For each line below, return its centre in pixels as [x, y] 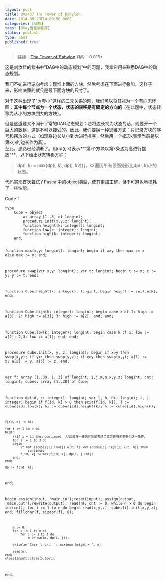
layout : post [19, 10]
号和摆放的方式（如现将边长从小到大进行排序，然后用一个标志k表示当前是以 [82, 136]
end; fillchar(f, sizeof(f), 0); [40, 512]
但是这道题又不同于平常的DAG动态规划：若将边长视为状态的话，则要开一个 [81, 123]
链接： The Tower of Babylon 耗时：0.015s [60, 57]
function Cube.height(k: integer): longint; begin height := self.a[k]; [82, 291]
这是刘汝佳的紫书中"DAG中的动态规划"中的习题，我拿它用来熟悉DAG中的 [79, 67]
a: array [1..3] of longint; [53, 217]
